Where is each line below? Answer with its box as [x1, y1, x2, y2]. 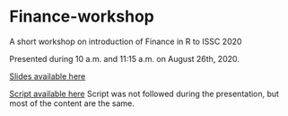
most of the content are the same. [9, 97, 135, 109]
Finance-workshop [9, 6, 155, 27]
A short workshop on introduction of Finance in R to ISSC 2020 [9, 36, 242, 47]
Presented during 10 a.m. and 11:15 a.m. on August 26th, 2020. [9, 53, 240, 64]
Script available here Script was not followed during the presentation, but [9, 88, 280, 99]
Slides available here [9, 70, 86, 82]
